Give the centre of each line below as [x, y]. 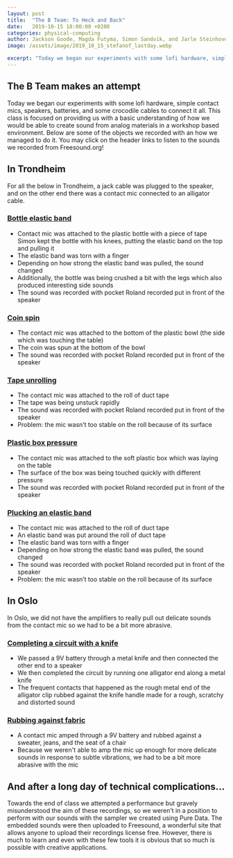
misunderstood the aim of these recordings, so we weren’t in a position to [112, 811]
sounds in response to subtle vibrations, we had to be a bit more [109, 758]
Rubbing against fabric [46, 720]
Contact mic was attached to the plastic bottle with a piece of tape [112, 234]
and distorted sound [46, 702]
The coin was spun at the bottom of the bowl [81, 348]
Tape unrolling [32, 380]
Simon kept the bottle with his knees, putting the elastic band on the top [120, 240]
